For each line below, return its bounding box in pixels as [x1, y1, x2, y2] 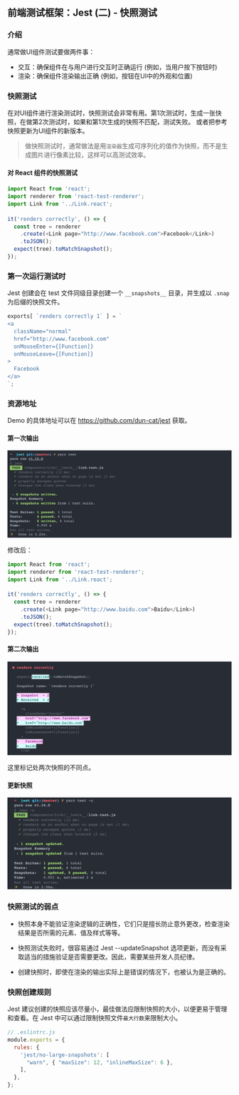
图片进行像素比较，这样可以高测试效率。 [31, 150, 150, 159]
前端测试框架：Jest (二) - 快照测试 [7, 6, 158, 19]
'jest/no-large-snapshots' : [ [20, 1051, 110, 1059]
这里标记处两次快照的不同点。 [7, 763, 95, 771]
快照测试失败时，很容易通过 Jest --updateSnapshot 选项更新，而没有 [17, 943, 221, 952]
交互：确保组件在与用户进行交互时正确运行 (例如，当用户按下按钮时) [17, 63, 218, 71]
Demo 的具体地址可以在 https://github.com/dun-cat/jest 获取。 [7, 416, 191, 425]
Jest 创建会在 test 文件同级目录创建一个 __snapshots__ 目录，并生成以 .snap [7, 289, 230, 297]
